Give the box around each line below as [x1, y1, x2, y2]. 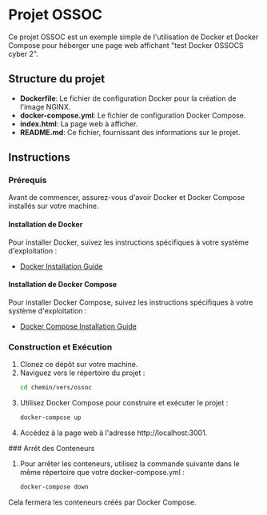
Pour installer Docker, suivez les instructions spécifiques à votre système [8, 238, 249, 247]
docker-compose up [19, 413, 82, 421]
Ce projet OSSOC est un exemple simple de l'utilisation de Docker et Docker [8, 32, 259, 42]
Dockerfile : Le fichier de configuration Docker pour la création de [19, 94, 237, 103]
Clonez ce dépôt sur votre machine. [19, 360, 138, 369]
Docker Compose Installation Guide [19, 321, 137, 331]
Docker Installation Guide [19, 261, 104, 271]
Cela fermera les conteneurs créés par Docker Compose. [8, 497, 197, 507]
